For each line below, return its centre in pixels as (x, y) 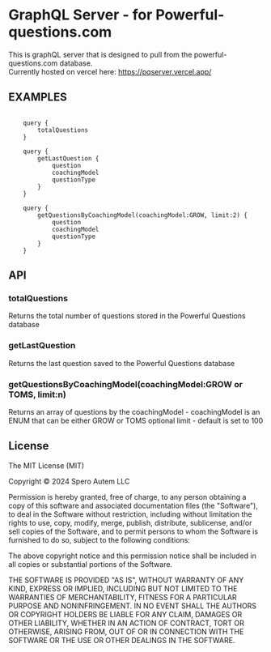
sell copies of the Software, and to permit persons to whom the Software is (133, 531)
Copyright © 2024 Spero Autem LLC (69, 481)
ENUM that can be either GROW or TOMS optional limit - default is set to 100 (136, 421)
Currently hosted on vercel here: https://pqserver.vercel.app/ (110, 71)
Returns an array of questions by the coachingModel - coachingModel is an (134, 412)
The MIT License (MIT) (47, 465)
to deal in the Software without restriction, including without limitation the (130, 514)
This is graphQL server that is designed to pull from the (100, 54)
